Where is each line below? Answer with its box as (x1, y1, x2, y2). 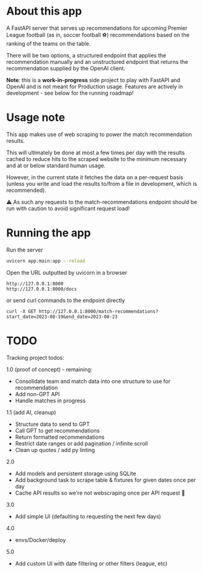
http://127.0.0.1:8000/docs (6, 286, 78, 292)
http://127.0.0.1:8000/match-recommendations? (38, 308, 159, 314)
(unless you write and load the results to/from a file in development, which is (6, 180, 198, 187)
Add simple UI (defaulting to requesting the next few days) (15, 512, 162, 520)
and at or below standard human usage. (6, 162, 106, 169)
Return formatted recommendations (15, 433, 105, 441)
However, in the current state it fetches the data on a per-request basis (6, 173, 184, 180)
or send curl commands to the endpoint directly (6, 297, 125, 304)
